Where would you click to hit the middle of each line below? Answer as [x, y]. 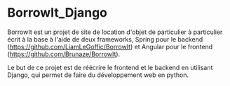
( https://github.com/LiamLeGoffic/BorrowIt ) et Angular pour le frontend [110, 46]
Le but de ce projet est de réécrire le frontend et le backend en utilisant [110, 67]
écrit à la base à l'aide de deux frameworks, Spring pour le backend [105, 39]
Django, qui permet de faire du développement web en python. [98, 75]
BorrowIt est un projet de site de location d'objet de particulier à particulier [115, 32]
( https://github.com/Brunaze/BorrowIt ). [64, 54]
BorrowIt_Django [57, 13]
